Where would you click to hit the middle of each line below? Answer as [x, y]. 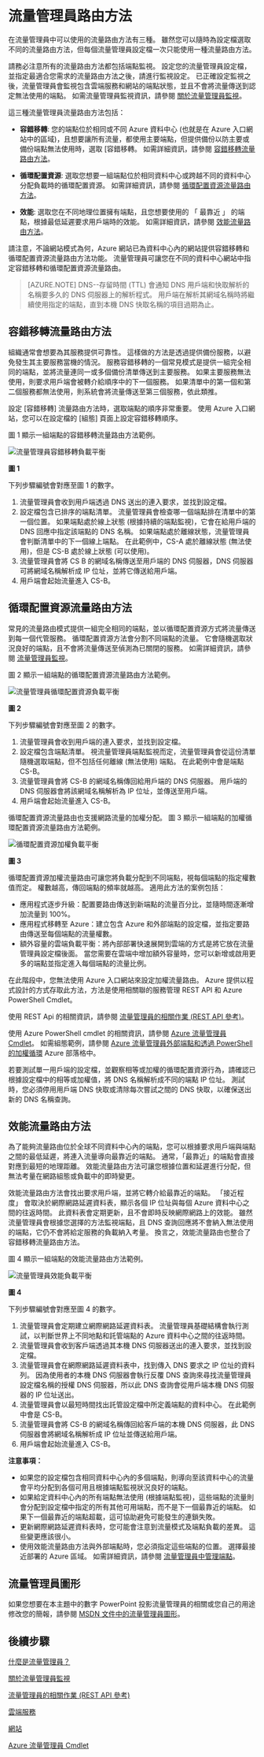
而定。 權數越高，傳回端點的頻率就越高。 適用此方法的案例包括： [120, 887]
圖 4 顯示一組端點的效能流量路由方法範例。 [78, 1259]
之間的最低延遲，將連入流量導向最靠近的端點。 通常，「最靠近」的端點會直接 [131, 1157]
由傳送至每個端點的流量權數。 [68, 934]
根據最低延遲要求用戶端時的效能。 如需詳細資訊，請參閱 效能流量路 [142, 221]
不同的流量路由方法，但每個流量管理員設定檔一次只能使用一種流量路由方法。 [132, 49]
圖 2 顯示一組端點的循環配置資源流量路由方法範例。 [92, 674]
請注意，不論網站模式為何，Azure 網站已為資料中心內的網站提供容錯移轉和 [129, 248]
